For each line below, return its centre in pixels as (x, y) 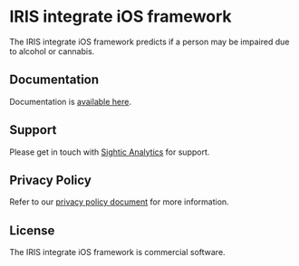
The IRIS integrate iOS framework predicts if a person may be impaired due (149, 42)
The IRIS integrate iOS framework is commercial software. (117, 252)
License (32, 230)
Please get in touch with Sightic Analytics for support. (110, 152)
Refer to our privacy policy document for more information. (119, 202)
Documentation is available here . (70, 101)
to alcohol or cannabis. (52, 51)
